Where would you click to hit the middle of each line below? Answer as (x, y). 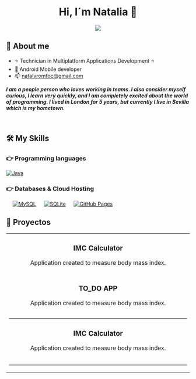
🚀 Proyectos (29, 222)
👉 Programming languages (46, 159)
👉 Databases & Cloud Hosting (50, 189)
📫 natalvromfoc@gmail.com (49, 76)
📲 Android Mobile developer (48, 69)
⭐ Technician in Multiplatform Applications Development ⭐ (84, 60)
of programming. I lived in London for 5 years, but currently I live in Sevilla (98, 101)
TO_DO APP (98, 288)
